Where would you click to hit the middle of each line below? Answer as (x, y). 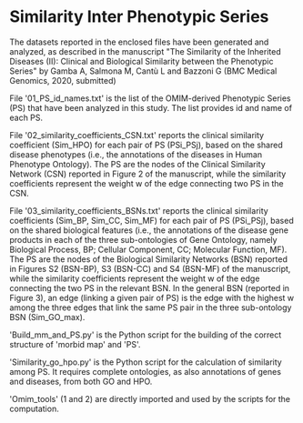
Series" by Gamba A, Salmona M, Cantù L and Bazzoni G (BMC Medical (143, 71)
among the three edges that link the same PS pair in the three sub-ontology (151, 307)
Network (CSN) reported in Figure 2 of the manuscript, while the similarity (148, 174)
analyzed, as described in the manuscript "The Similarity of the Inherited (146, 51)
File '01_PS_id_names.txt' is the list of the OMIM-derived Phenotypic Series (150, 98)
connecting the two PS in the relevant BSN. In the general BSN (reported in (149, 287)
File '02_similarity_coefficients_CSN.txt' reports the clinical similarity (137, 135)
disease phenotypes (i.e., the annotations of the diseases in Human (136, 154)
